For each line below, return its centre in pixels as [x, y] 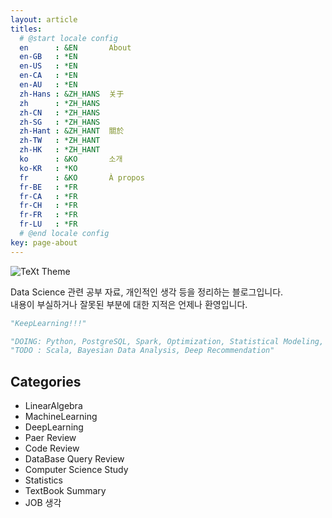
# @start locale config [68, 38]
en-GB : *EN [48, 57]
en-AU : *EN [48, 85]
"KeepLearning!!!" [48, 323]
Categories [46, 381]
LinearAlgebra [53, 406]
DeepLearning [54, 427]
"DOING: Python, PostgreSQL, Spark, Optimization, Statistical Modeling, [167, 341]
